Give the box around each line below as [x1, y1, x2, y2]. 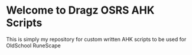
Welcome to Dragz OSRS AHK [6, 4, 155, 17]
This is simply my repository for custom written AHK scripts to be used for [6, 35, 187, 43]
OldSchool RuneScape [6, 42, 61, 49]
